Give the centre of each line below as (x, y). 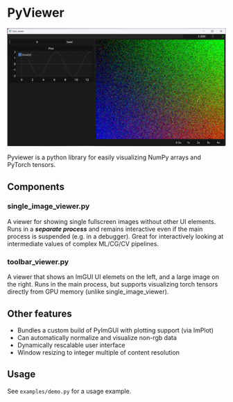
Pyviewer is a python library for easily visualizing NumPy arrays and (104, 157)
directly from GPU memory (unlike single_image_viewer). (88, 292)
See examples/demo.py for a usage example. (69, 391)
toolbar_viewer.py (38, 262)
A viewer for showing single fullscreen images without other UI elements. (112, 221)
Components (36, 187)
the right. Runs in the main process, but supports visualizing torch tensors (113, 284)
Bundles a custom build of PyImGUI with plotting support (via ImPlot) (115, 330)
